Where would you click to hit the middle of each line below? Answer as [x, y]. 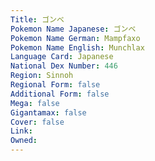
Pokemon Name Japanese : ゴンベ [73, 29]
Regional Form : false [55, 85]
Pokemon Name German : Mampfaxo [75, 38]
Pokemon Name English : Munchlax [77, 47]
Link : [21, 131]
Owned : [24, 141]
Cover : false [37, 122]
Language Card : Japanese [62, 57]
